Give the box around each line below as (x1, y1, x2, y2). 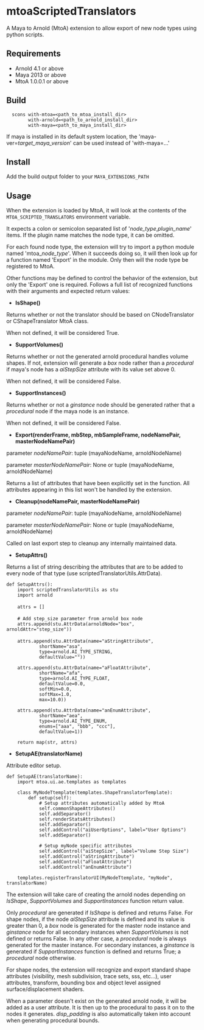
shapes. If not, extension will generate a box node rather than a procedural (6, 359, 194, 366)
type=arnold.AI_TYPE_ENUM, (38, 718, 108, 724)
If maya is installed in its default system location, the (6, 133, 138, 140)
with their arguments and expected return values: (6, 287, 130, 295)
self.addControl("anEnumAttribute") (38, 864, 132, 871)
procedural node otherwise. (6, 955, 76, 962)
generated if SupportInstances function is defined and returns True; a (6, 948, 181, 955)
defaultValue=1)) (38, 729, 83, 735)
